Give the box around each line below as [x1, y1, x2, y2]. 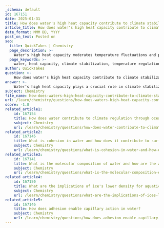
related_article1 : [5, 107, 42, 112]
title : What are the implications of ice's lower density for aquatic [14, 184, 161, 189]
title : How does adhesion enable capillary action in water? [14, 207, 141, 211]
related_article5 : [5, 197, 42, 202]
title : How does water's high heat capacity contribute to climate [5, 20, 145, 26]
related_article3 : [5, 152, 42, 157]
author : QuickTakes [5, 66, 45, 71]
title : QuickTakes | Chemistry [9, 43, 73, 48]
